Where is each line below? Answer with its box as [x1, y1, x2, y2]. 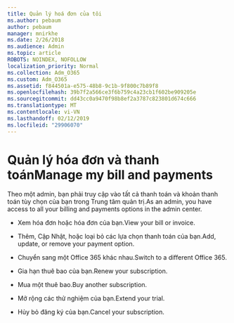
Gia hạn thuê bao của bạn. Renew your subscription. [17, 267, 168, 275]
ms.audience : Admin [7, 43, 65, 50]
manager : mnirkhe [7, 30, 58, 37]
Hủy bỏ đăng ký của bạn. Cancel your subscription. [17, 308, 165, 317]
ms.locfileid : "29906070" [7, 121, 83, 129]
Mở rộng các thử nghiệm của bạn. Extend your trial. [17, 294, 165, 303]
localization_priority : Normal [7, 63, 99, 70]
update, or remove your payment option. [17, 240, 135, 248]
